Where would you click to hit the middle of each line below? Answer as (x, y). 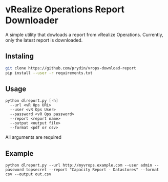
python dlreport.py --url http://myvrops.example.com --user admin (79, 166)
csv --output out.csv (28, 174)
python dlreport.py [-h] (32, 101)
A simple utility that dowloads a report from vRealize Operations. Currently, (84, 34)
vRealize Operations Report (65, 10)
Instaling (20, 56)
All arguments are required (33, 137)
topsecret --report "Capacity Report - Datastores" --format (92, 170)
